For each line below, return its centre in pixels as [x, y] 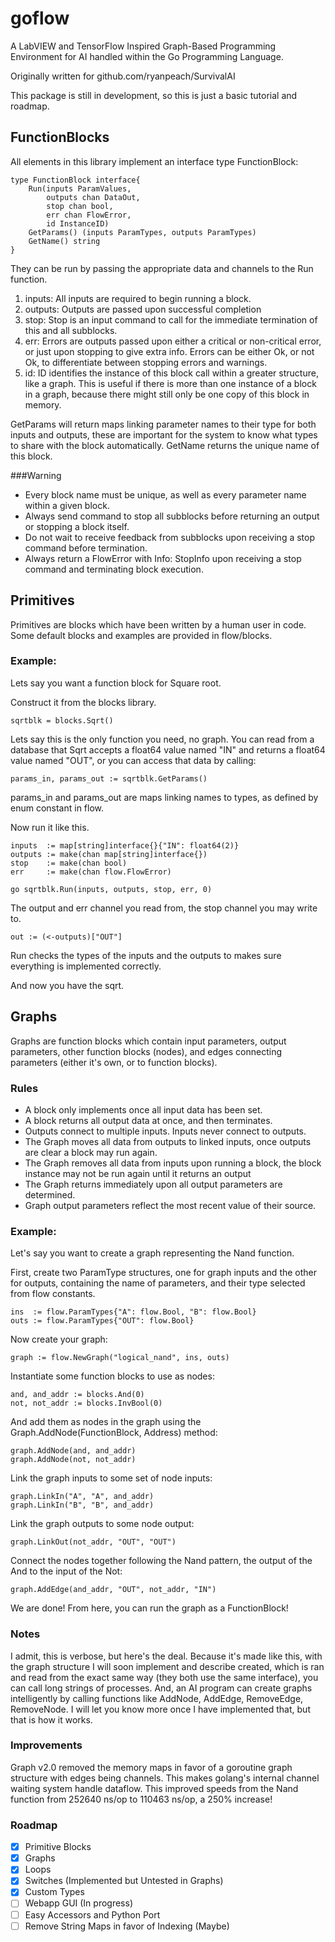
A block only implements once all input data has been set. [143, 1109]
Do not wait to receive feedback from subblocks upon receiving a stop [169, 537]
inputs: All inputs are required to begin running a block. [138, 298]
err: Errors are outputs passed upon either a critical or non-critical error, [173, 341]
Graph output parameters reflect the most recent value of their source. [170, 1205]
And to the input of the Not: [66, 1571]
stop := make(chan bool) [69, 863]
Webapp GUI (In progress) [78, 1903]
